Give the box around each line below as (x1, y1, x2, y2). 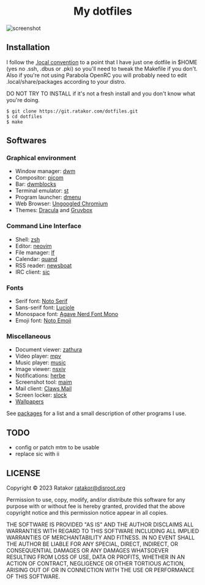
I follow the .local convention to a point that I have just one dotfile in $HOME (6, 58, 198, 65)
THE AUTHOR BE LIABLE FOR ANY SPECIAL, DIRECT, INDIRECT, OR (6, 540, 179, 548)
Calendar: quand (15, 255, 58, 262)
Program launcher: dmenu (15, 194, 81, 201)
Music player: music (15, 359, 66, 366)
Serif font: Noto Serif (15, 298, 68, 305)
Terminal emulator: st (15, 187, 69, 194)
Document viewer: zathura (15, 346, 83, 353)
